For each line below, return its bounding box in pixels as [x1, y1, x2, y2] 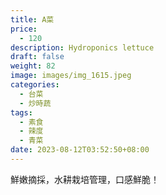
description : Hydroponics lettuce [10, 42, 155, 53]
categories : [10, 80, 60, 90]
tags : [10, 107, 33, 118]
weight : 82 [10, 61, 56, 71]
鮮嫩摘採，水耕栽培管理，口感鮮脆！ [10, 173, 160, 185]
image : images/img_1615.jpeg [10, 71, 132, 81]
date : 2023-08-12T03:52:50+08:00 [10, 145, 150, 155]
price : [10, 24, 38, 34]
